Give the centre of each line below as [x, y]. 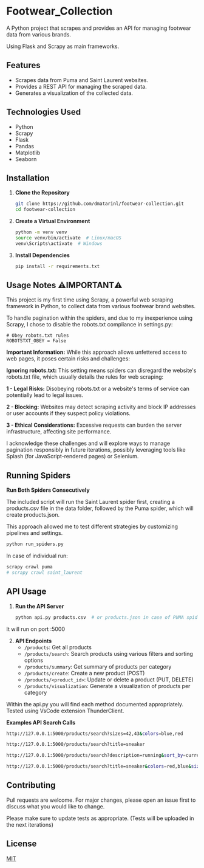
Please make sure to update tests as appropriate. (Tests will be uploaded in [100, 818]
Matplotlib [28, 153]
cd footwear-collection [45, 210]
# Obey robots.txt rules [38, 336]
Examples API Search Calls [41, 722]
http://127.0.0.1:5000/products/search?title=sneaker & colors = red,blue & [99, 766]
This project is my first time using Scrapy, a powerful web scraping [90, 300]
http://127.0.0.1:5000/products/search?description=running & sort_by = [96, 756]
